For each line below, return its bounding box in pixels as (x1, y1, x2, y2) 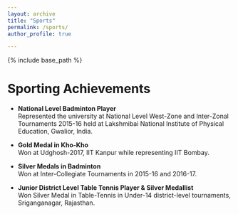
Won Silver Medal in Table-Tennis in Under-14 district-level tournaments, (17, 191, 232, 200)
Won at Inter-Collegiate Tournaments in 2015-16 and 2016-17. (17, 170, 197, 178)
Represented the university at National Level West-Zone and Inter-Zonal (17, 112, 229, 121)
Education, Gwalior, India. (17, 127, 93, 136)
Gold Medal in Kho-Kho (17, 141, 89, 149)
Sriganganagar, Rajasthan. (17, 198, 95, 207)
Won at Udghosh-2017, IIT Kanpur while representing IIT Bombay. (17, 149, 210, 157)
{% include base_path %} (7, 56, 83, 65)
